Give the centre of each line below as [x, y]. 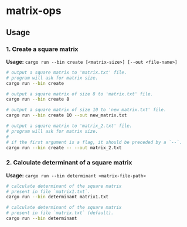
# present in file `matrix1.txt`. [48, 191]
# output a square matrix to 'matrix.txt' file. [67, 72]
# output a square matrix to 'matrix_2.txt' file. [69, 126]
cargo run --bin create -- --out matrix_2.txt [64, 147]
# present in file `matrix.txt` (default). [60, 213]
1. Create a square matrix [42, 49]
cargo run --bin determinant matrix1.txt [57, 197]
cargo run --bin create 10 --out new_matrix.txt [67, 115]
